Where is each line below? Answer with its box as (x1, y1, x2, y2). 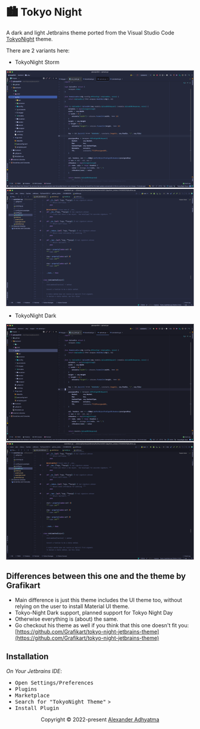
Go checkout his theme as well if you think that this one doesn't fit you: (14, 621, 189, 629)
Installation (6, 652, 49, 662)
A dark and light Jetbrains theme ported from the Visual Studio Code (6, 29, 174, 36)
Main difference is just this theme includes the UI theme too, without (14, 596, 183, 603)
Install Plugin (14, 705, 60, 711)
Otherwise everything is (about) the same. (14, 615, 118, 622)
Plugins (14, 686, 37, 692)
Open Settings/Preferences (14, 679, 94, 686)
